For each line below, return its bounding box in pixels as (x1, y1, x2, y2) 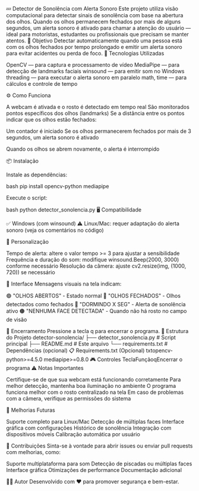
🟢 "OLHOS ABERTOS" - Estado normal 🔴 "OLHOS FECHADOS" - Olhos (6, 292, 181, 299)
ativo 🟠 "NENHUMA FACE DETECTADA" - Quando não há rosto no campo (6, 307, 187, 315)
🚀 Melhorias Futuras (6, 406, 55, 414)
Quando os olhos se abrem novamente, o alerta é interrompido (6, 145, 160, 153)
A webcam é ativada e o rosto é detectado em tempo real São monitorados (6, 104, 190, 110)
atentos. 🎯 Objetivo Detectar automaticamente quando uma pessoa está (6, 37, 182, 44)
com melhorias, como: (6, 449, 61, 455)
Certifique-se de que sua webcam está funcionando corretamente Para (6, 376, 181, 383)
